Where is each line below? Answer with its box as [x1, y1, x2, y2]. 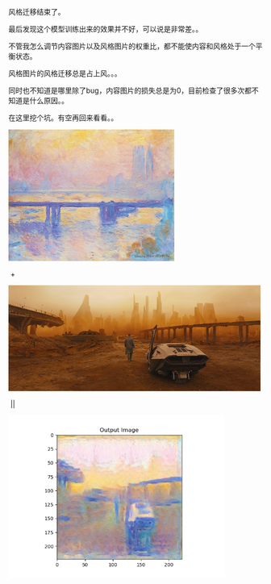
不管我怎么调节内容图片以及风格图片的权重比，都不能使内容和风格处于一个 [8, 41, 256, 51]
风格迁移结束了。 [8, 7, 65, 16]
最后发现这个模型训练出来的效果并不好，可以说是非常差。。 [8, 24, 203, 34]
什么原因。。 [29, 96, 69, 105]
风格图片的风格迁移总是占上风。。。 [8, 69, 122, 78]
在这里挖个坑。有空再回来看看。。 [8, 113, 119, 123]
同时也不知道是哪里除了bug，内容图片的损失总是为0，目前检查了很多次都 [8, 86, 252, 95]
